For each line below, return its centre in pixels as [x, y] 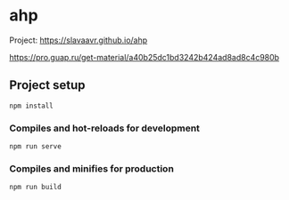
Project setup [48, 85]
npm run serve [36, 147]
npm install [31, 106]
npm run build [36, 188]
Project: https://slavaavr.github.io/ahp [78, 40]
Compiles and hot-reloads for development [105, 128]
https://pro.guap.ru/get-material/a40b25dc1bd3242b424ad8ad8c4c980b [144, 57]
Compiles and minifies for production [91, 168]
